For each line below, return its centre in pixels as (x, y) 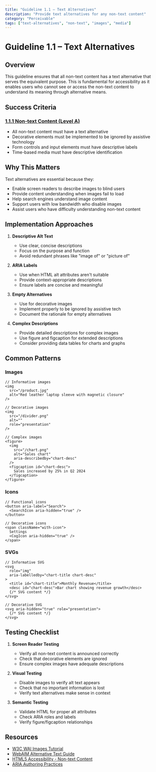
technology (23, 142)
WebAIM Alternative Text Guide (43, 754)
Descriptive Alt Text (32, 236)
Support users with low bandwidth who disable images (67, 204)
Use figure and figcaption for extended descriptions (71, 338)
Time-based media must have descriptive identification (67, 152)
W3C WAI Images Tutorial (38, 749)
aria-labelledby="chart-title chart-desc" (53, 575)
